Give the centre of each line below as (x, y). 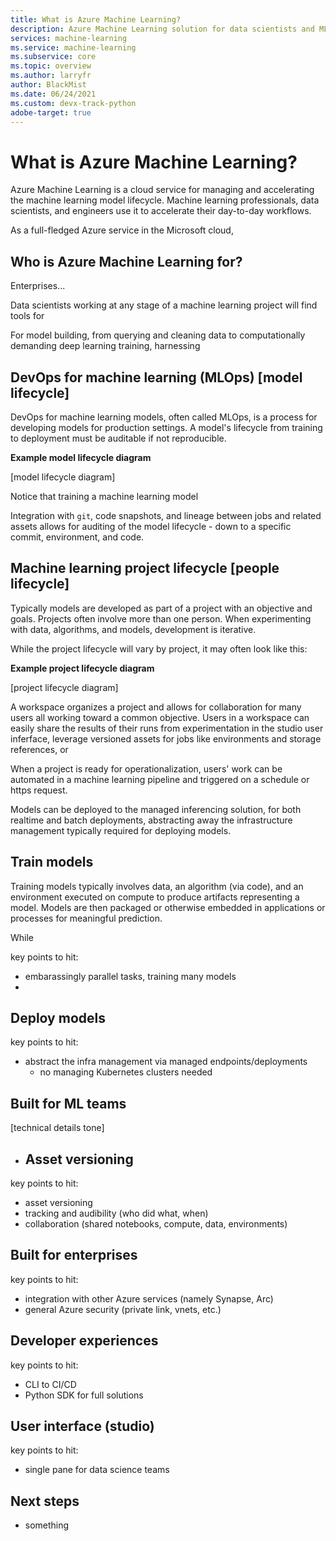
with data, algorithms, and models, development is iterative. (133, 629)
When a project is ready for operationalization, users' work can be (146, 768)
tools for (27, 316)
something (47, 1525)
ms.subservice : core (53, 57)
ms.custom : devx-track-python (73, 103)
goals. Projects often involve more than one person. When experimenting (161, 618)
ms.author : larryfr (51, 76)
